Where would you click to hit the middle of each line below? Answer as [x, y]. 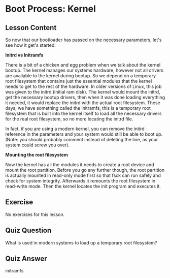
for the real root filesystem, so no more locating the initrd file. [69, 119]
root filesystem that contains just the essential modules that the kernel [79, 81]
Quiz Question [28, 230]
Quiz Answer [26, 259]
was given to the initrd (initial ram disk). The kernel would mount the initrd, [83, 92]
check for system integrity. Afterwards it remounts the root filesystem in [80, 181]
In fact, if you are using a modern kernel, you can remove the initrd [75, 129]
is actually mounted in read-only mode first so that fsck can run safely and [83, 175]
